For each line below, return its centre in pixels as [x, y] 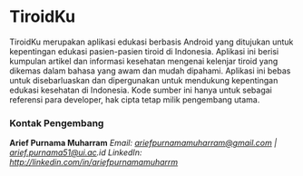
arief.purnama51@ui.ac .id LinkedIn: [76, 152]
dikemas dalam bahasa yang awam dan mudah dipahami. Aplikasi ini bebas [150, 71]
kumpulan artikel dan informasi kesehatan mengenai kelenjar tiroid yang [144, 61]
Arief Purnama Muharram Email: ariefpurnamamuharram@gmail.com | [143, 143]
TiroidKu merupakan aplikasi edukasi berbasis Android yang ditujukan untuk [151, 42]
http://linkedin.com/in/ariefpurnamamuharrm [94, 162]
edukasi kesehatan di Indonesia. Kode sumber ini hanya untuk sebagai [141, 90]
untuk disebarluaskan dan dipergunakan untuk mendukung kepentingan [144, 80]
